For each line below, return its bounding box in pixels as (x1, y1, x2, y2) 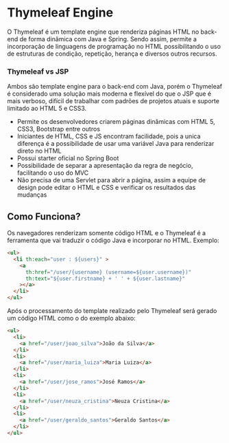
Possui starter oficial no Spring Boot (16, 154, 119, 162)
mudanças (16, 191, 47, 199)
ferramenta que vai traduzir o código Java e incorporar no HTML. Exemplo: (7, 236, 219, 245)
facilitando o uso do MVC (16, 169, 89, 177)
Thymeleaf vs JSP (7, 67, 69, 76)
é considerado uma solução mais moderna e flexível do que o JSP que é (7, 89, 212, 98)
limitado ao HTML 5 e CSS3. (7, 105, 87, 113)
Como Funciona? (7, 210, 81, 222)
